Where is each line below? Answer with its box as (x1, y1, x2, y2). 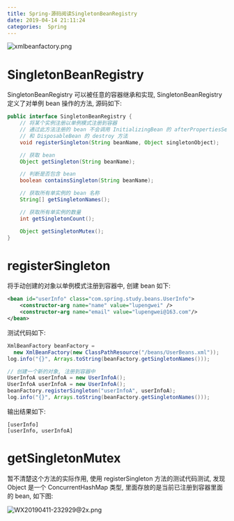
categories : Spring (7, 23, 68, 30)
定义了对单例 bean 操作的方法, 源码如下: (7, 99, 122, 108)
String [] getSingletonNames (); (19, 196, 111, 203)
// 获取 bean (19, 151, 56, 159)
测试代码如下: (7, 328, 47, 336)
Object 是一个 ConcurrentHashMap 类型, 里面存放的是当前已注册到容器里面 (7, 483, 223, 491)
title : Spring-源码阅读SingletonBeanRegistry (7, 10, 138, 17)
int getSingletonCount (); (19, 215, 95, 222)
